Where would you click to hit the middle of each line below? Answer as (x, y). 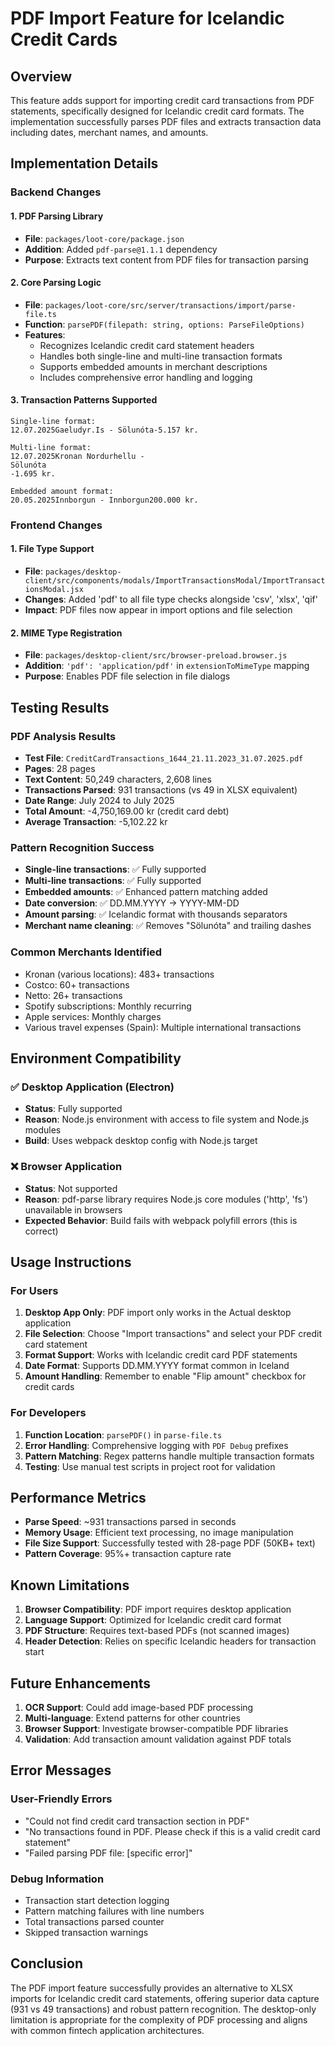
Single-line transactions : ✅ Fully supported (115, 869)
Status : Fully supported (73, 1109)
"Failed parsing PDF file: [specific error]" (108, 1853)
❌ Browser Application (66, 1167)
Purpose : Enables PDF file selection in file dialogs (127, 676)
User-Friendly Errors (61, 1799)
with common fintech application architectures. (107, 2030)
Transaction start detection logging (97, 1900)
